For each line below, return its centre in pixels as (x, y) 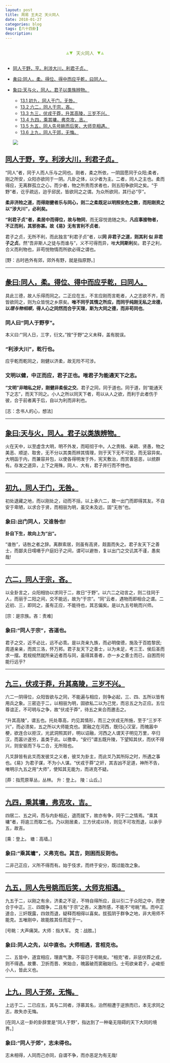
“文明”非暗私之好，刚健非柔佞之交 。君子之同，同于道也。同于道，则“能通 (82, 387)
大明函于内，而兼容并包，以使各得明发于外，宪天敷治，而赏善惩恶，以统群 (83, 459)
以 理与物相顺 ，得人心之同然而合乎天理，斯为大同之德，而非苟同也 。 (76, 308)
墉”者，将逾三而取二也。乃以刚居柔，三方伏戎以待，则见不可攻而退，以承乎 (84, 822)
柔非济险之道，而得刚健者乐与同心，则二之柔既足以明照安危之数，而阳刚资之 (85, 202)
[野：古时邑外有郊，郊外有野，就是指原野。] (50, 260)
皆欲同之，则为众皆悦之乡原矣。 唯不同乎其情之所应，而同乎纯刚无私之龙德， (85, 302)
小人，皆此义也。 (23, 970)
